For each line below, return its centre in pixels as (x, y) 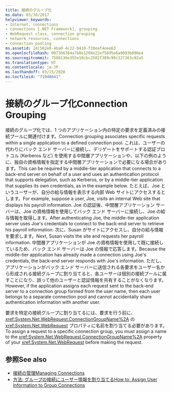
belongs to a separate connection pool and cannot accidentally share (79, 297)
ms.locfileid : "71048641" (33, 77)
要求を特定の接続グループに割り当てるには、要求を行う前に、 (70, 312)
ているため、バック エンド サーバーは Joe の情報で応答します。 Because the (85, 249)
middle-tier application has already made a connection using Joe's (76, 254)
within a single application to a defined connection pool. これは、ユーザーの (85, 143)
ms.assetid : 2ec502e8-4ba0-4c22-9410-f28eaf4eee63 (61, 48)
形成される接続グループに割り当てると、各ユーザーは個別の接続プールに (86, 273)
